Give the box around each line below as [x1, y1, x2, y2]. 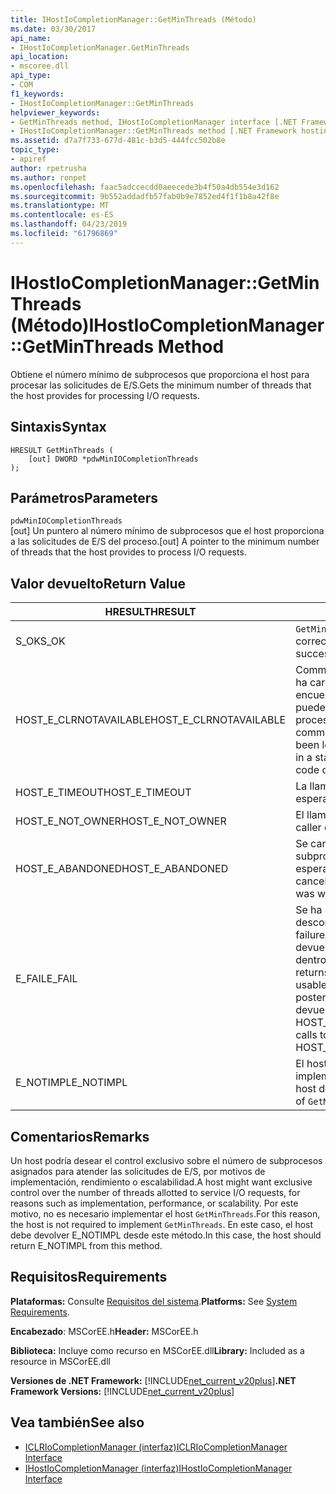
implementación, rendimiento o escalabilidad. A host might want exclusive [10, 1176, 313, 1188]
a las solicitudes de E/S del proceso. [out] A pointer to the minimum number [10, 536, 320, 548]
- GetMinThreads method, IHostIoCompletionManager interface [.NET [10, 117, 298, 127]
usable [295, 978, 328, 992]
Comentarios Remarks [10, 1128, 150, 1145]
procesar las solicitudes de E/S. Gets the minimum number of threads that [10, 379, 312, 391]
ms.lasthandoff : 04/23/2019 [10, 219, 128, 230]
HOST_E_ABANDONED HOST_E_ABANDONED [15, 862, 229, 876]
